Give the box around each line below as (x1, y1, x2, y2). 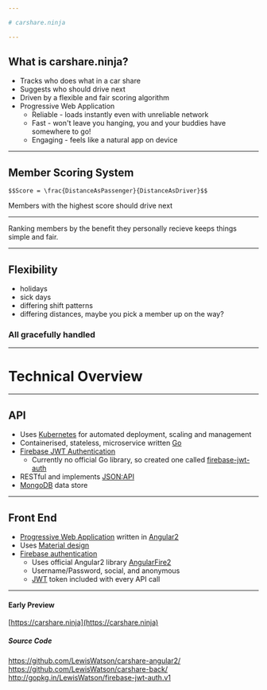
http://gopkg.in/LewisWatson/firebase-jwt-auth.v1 (8, 673, 171, 683)
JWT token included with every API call (31, 574, 161, 583)
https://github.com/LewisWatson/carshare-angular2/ (8, 656, 181, 665)
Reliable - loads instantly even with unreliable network (31, 110, 209, 119)
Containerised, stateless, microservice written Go (19, 439, 182, 448)
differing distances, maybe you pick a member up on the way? (19, 310, 224, 319)
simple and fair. (8, 232, 59, 242)
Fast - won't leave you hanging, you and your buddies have (31, 119, 226, 128)
